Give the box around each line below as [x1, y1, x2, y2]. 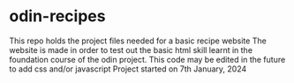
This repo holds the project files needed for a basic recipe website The [9, 35, 267, 46]
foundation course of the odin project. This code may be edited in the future [9, 54, 286, 64]
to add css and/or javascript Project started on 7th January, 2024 [9, 64, 247, 74]
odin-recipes [9, 6, 106, 26]
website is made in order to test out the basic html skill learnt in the [9, 44, 253, 55]
